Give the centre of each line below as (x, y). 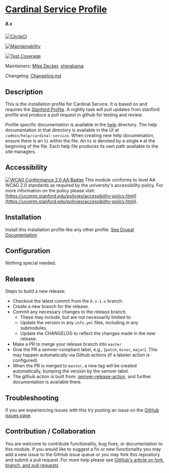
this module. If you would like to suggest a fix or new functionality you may (83, 449)
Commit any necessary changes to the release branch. (70, 312)
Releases (20, 279)
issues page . (18, 416)
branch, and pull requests (32, 465)
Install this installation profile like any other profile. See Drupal (70, 229)
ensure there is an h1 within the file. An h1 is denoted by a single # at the (80, 141)
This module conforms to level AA (120, 180)
